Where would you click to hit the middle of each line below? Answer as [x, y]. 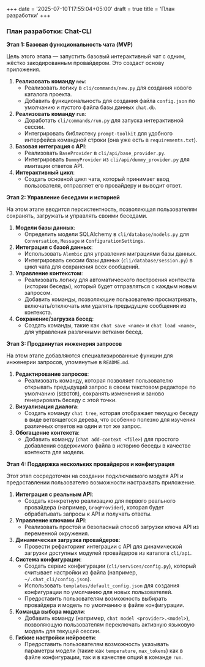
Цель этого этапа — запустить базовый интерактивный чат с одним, [96, 56]
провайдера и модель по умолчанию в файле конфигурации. [104, 605]
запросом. [38, 293]
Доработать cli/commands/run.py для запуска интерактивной [104, 120]
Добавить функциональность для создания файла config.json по [110, 101]
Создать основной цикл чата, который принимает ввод [97, 179]
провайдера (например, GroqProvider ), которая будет [94, 508]
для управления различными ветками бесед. [84, 332]
